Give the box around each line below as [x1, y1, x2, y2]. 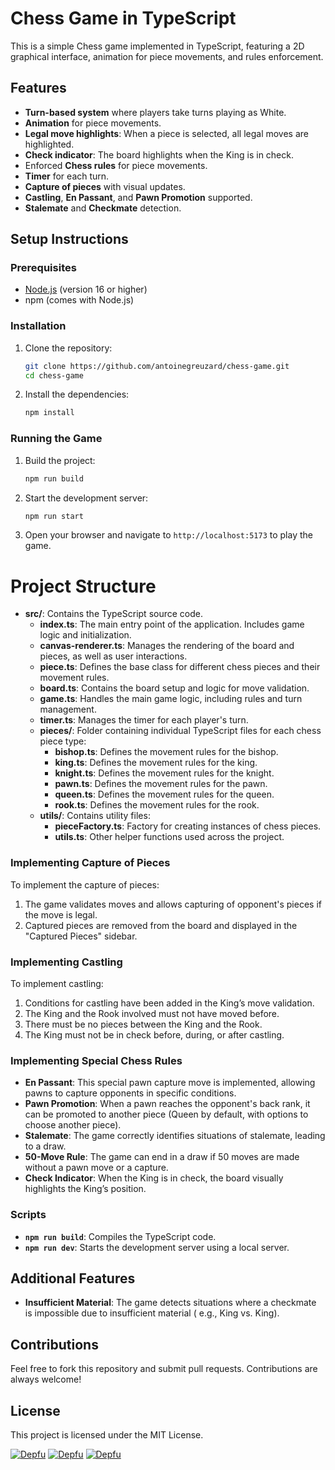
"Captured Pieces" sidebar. [24, 930, 138, 942]
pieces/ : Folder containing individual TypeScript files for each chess [39, 725, 322, 737]
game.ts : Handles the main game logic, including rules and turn [39, 693, 303, 705]
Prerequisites [10, 261, 77, 275]
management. [39, 703, 97, 716]
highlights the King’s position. [24, 1183, 147, 1195]
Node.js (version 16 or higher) [24, 283, 148, 296]
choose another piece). [24, 1119, 122, 1131]
